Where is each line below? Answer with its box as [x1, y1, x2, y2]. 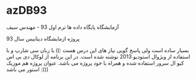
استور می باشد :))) [6, 65, 49, 72]
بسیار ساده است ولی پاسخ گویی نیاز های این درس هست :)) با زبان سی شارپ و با [6, 46, 189, 54]
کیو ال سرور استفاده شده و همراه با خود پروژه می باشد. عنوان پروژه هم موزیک [6, 59, 184, 66]
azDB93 [6, 4, 47, 17]
